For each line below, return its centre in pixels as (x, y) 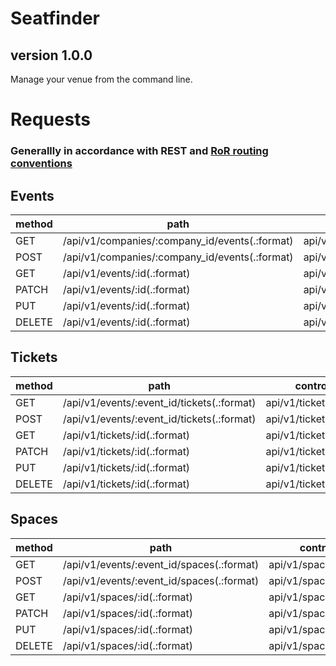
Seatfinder (55, 18)
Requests (50, 119)
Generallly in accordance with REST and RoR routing (139, 151)
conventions (41, 164)
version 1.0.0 (51, 55)
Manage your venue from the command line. (101, 79)
